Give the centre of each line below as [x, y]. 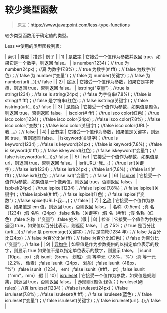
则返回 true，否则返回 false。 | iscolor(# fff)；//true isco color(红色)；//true [82, 113]
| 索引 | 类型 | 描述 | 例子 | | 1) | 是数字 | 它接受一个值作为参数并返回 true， [81, 57]
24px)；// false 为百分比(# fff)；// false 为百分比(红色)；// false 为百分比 [85, 238]
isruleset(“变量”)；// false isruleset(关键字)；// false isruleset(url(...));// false [83, 300]
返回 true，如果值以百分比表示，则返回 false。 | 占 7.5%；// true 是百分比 [80, 225]
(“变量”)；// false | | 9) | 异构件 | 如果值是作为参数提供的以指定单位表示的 [80, 244]
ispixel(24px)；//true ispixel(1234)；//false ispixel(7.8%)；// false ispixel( [80, 188]
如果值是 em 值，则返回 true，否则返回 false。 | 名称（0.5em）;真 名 [84, 206]
